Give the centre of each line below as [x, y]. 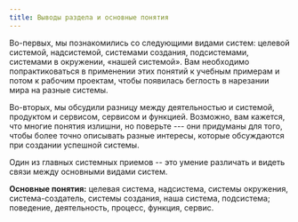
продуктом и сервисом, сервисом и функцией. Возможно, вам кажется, [147, 116]
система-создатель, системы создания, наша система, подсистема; [140, 198]
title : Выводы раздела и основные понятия [89, 17]
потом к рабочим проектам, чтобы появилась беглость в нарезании [139, 80]
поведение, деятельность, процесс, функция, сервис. [112, 207]
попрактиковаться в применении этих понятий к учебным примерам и [145, 71]
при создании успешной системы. [74, 145]
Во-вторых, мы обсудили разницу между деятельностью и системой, [142, 107]
